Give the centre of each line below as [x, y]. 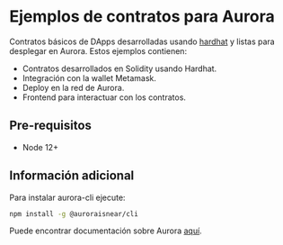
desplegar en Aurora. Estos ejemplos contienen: [98, 50]
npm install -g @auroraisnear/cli [74, 213]
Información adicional [72, 176]
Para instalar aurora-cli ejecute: [67, 197]
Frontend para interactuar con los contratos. [104, 97]
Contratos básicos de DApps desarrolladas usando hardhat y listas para [142, 41]
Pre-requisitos [51, 126]
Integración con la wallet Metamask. [89, 77]
